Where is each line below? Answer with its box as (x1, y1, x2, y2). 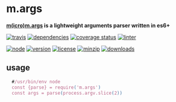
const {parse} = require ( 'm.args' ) (11, 84, 101, 91)
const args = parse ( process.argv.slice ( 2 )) (11, 90, 122, 96)
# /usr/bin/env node (11, 78, 61, 84)
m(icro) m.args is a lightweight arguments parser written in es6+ (6, 22, 171, 29)
